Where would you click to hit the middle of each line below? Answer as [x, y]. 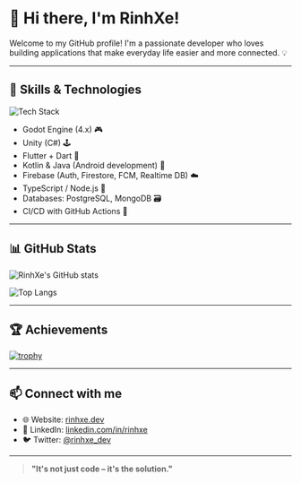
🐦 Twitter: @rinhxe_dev [67, 440]
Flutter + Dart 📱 [51, 155]
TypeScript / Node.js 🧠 [64, 188]
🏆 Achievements [59, 329]
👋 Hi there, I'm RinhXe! [95, 18]
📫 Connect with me [66, 393]
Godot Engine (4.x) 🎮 [62, 129]
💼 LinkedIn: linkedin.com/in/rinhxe [85, 430]
